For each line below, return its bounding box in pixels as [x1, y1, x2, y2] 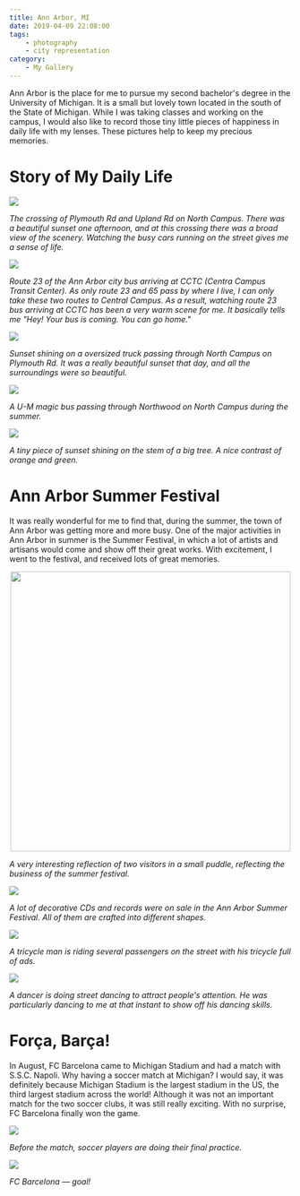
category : [9, 55, 47, 64]
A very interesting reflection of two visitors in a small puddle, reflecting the [9, 858, 285, 869]
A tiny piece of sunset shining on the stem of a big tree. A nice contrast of [9, 444, 282, 455]
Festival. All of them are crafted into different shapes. [9, 911, 207, 923]
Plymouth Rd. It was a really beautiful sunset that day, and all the [9, 357, 251, 368]
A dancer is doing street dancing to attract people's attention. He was [9, 989, 268, 1000]
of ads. [9, 955, 36, 966]
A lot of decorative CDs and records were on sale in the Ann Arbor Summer [9, 902, 288, 913]
